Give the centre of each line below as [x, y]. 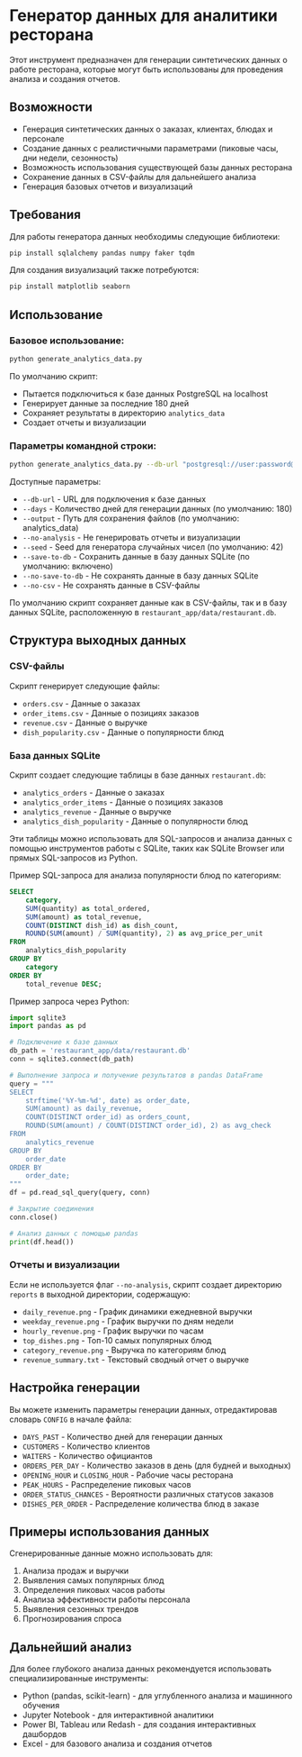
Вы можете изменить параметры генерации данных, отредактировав [143, 1409]
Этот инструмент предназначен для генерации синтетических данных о [148, 59]
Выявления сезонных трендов [80, 1609]
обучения [41, 1706]
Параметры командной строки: [83, 445]
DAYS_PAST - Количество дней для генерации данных [122, 1436]
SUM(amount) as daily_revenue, [84, 1109]
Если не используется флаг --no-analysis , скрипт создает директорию [146, 1284]
